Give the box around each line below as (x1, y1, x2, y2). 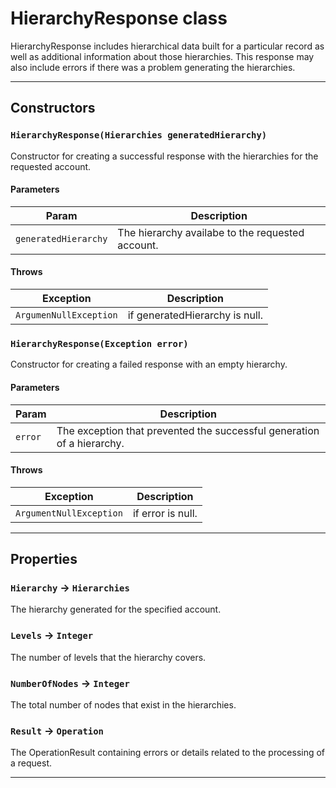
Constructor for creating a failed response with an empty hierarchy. (10, 358, 288, 371)
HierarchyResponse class (10, 7, 228, 30)
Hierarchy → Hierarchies (10, 581, 130, 595)
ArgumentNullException (15, 507, 123, 519)
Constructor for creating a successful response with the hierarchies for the (10, 150, 319, 162)
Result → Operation (10, 723, 104, 737)
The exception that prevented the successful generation (56, 423, 320, 437)
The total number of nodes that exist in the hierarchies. (10, 699, 237, 711)
